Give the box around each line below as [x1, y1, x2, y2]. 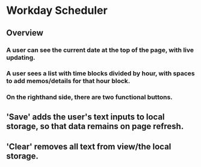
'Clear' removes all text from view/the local [6, 142, 172, 152]
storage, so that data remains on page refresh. [6, 121, 184, 131]
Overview [6, 28, 44, 38]
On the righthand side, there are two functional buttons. [6, 93, 173, 101]
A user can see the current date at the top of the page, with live [6, 46, 194, 54]
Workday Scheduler [6, 4, 108, 17]
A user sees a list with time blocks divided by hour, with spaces [6, 69, 195, 78]
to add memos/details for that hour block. [6, 77, 131, 85]
